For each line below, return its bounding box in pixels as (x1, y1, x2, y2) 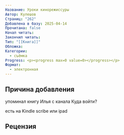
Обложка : (5, 44, 23, 49)
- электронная (9, 67, 38, 72)
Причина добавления (5, 85, 75, 94)
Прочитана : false (5, 26, 41, 31)
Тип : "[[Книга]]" (5, 40, 41, 45)
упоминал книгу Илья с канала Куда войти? (5, 98, 97, 104)
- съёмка (9, 53, 28, 58)
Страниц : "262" (5, 16, 36, 21)
